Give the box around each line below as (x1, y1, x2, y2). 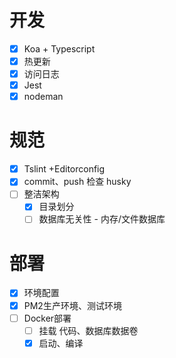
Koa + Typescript (23, 42, 96, 55)
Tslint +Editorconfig (23, 163, 106, 175)
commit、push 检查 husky (23, 176, 132, 188)
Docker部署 (23, 312, 72, 324)
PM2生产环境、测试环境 (23, 299, 122, 311)
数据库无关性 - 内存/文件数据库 (38, 213, 166, 225)
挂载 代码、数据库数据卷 (38, 324, 139, 336)
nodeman (23, 91, 64, 103)
